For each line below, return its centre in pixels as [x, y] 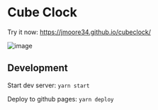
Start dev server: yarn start [49, 85]
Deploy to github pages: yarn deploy [61, 99]
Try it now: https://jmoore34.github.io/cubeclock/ [79, 32]
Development [38, 68]
